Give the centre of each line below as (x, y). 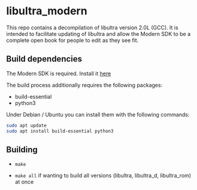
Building (22, 150)
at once (24, 182)
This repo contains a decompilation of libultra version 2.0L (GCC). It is (92, 27)
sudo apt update (26, 125)
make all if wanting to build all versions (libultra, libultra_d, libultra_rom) (103, 176)
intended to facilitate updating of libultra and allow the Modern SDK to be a (99, 33)
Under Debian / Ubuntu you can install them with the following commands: (98, 114)
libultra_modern (47, 11)
